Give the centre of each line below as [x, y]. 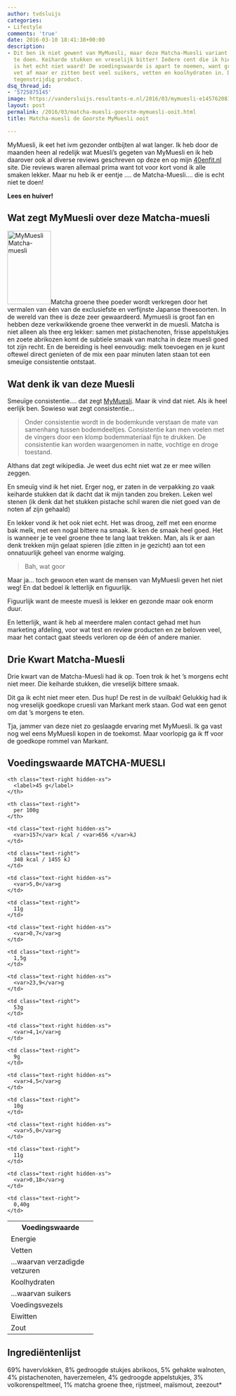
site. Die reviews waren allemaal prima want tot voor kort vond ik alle [106, 167]
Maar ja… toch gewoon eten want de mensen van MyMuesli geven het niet [115, 580]
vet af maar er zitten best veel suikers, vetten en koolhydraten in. [119, 73]
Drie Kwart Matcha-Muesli [66, 659]
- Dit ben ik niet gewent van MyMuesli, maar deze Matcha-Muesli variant [118, 54]
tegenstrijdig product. [48, 79]
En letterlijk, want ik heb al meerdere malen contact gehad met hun [104, 622]
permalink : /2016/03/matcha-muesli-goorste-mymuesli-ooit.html [102, 112]
